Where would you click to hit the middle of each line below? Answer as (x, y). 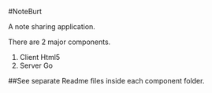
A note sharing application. (52, 26)
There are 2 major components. (60, 42)
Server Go (36, 65)
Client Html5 (40, 57)
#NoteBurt (25, 11)
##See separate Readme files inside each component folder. (106, 81)
